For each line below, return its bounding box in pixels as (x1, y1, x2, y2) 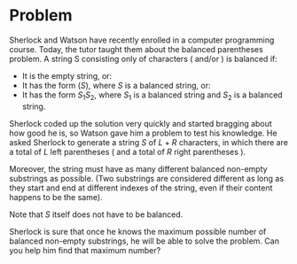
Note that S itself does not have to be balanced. (9, 209, 184, 220)
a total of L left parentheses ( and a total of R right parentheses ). (9, 146, 246, 157)
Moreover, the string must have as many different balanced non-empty (9, 163, 268, 174)
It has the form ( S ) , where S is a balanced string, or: (21, 80, 211, 90)
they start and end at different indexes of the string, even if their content (9, 182, 273, 193)
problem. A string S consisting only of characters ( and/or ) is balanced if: (9, 53, 277, 64)
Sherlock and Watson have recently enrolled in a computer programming (9, 35, 275, 45)
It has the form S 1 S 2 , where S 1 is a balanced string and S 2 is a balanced (21, 89, 283, 102)
